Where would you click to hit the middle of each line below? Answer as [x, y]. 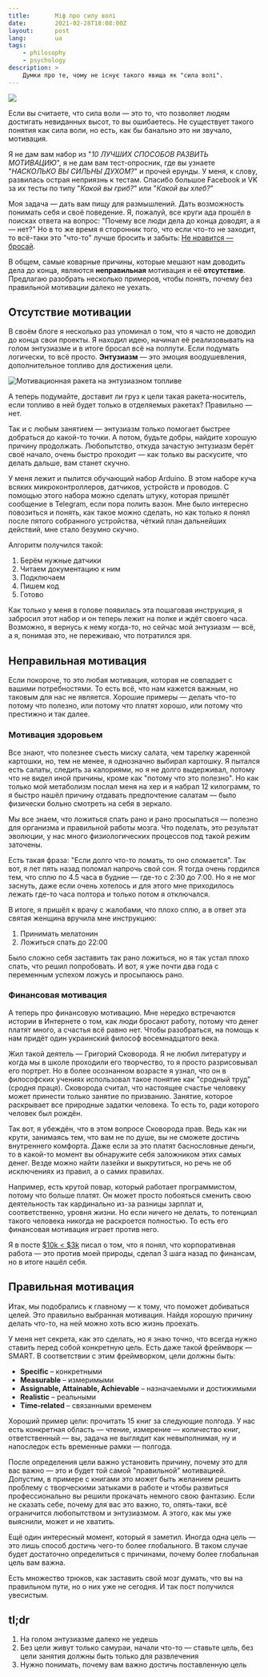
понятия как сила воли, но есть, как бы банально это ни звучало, [120, 130]
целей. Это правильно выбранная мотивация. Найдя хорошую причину [131, 1314]
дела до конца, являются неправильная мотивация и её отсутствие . [127, 270]
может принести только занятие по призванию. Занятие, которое [121, 1096]
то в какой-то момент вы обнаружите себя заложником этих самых [125, 1154]
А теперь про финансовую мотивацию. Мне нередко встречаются [122, 1013]
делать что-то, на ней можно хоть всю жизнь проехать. [104, 1323]
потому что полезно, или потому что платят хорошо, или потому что [126, 706]
